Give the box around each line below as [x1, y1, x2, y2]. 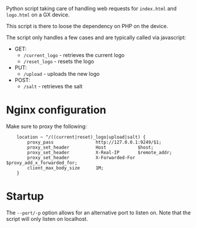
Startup [6, 190, 44, 203]
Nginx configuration [6, 103, 106, 117]
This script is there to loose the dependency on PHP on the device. [6, 23, 169, 29]
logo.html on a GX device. [6, 11, 70, 18]
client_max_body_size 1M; [27, 165, 104, 171]
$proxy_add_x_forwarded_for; [6, 160, 78, 166]
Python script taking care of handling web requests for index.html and [6, 5, 177, 12]
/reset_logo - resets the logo [23, 58, 94, 65]
